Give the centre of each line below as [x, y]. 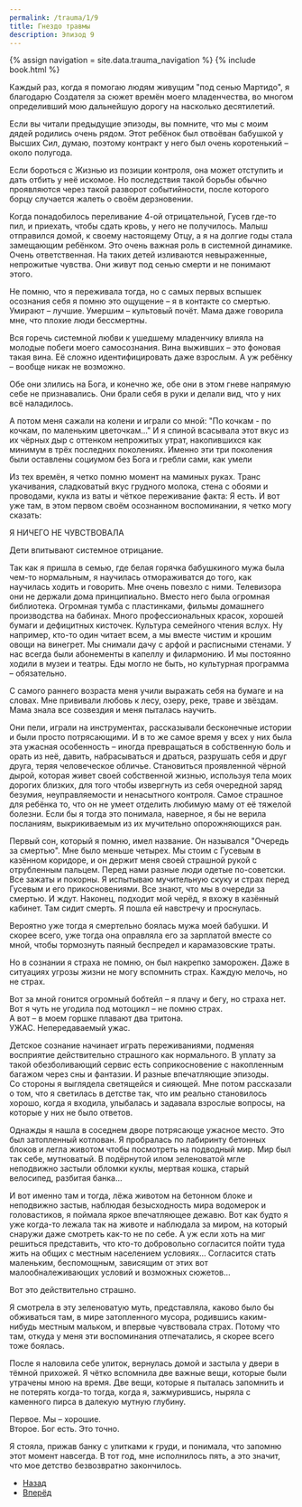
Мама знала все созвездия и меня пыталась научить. [113, 710]
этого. [21, 274]
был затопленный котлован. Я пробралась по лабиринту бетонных [137, 1140]
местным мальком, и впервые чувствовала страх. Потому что [160, 1327]
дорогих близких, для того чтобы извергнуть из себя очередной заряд [146, 785]
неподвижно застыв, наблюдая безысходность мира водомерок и [137, 1205]
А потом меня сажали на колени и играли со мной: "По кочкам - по [141, 421]
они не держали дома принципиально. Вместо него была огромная [140, 596]
